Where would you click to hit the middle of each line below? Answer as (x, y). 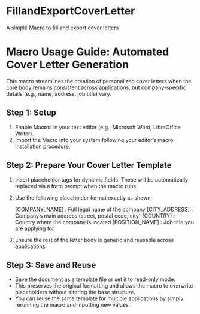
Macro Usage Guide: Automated (88, 52)
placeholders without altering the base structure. (75, 292)
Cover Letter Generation (68, 65)
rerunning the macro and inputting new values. (72, 305)
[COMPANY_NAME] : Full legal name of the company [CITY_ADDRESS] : (104, 209)
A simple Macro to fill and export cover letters (63, 28)
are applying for (34, 228)
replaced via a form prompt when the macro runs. (76, 186)
